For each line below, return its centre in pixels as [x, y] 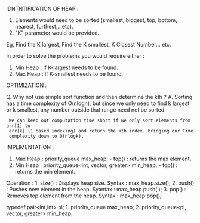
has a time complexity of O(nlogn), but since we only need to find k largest [98, 103]
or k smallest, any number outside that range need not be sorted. [86, 109]
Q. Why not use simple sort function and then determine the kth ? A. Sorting [99, 97]
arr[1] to [19, 126]
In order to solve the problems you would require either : [76, 56]
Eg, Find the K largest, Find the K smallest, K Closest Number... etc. [89, 44]
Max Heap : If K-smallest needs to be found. [69, 74]
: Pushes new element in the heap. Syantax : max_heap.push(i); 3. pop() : [96, 189]
